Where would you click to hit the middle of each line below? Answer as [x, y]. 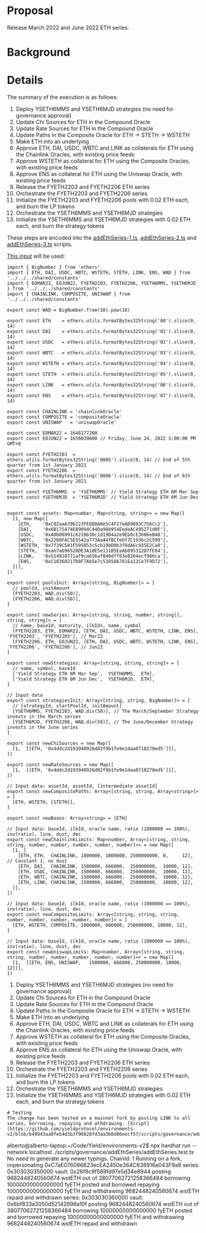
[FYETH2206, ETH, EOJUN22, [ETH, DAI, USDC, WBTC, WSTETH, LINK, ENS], [106, 642]
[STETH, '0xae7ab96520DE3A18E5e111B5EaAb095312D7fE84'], [93, 551]
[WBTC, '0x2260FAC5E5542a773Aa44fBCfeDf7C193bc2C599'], [93, 540]
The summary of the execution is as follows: [63, 97]
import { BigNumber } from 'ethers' [53, 267]
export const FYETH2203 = [41, 455]
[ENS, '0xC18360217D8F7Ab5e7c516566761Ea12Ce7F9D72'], [93, 562]
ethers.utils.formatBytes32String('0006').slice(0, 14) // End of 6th [99, 476]
